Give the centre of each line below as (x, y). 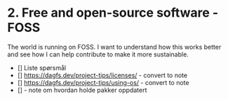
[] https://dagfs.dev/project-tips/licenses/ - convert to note (102, 75)
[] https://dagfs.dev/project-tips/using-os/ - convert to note (103, 82)
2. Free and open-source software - (113, 13)
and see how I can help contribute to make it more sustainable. (98, 54)
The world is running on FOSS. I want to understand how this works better (114, 47)
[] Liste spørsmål (42, 68)
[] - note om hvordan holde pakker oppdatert (82, 90)
